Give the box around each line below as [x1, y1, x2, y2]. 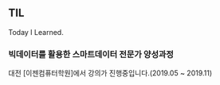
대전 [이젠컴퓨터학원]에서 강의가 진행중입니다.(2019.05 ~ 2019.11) [8, 68, 213, 78]
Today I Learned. [8, 27, 64, 37]
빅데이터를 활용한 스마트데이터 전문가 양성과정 [8, 48, 174, 60]
